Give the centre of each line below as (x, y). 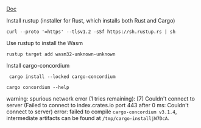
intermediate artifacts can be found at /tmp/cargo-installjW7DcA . (88, 118)
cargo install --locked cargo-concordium (62, 77)
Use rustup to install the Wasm (45, 43)
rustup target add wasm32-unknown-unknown (61, 54)
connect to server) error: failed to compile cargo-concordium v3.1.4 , (92, 112)
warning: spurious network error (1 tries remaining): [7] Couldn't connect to (100, 99)
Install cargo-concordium (38, 66)
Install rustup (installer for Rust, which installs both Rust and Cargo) (91, 20)
